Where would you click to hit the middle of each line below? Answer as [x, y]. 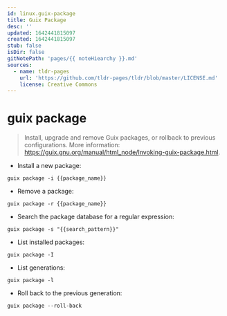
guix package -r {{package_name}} [57, 204]
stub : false [24, 46]
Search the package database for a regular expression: [96, 217]
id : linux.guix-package [42, 13]
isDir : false [26, 53]
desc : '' [20, 26]
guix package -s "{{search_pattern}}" [63, 230]
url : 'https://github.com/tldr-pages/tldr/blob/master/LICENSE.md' [119, 78]
